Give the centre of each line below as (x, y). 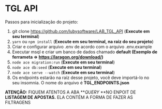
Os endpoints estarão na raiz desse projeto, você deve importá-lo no (81, 78)
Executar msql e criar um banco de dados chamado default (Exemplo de (85, 52)
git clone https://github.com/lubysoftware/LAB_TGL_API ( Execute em (81, 31)
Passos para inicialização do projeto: (42, 22)
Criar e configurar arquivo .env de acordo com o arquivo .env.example (82, 47)
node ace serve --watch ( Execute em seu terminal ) (63, 72)
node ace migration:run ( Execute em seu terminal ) (63, 62)
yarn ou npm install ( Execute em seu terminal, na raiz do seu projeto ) (83, 41)
